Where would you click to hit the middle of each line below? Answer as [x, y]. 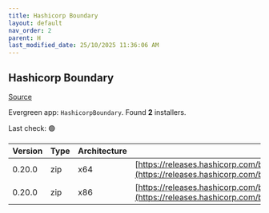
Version [28, 151]
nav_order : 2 [30, 30]
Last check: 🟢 [32, 128]
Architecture [102, 151]
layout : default [35, 23]
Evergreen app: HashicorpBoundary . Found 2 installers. [97, 112]
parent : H [25, 38]
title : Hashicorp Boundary [53, 16]
